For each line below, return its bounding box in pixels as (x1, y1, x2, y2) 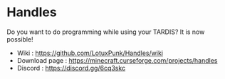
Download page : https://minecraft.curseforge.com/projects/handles (16, 56, 218, 64)
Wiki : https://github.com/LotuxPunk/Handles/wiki (16, 49, 163, 57)
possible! (6, 35, 33, 43)
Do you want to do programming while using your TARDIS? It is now (6, 28, 205, 36)
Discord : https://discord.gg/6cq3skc (16, 63, 126, 72)
